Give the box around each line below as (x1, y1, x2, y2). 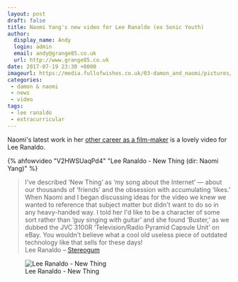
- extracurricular (10, 115, 65, 123)
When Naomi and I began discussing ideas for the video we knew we (24, 193, 227, 201)
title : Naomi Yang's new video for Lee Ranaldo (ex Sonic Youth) (7, 23, 204, 30)
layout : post (7, 10, 46, 18)
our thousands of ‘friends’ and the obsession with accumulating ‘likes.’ (24, 185, 231, 193)
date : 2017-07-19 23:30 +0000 (7, 63, 97, 70)
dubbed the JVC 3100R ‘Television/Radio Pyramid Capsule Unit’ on (24, 222, 220, 231)
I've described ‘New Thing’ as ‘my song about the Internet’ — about (24, 178, 222, 186)
